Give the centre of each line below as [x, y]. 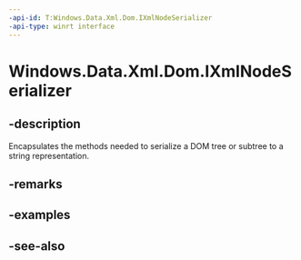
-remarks [35, 184]
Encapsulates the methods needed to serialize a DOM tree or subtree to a [146, 145]
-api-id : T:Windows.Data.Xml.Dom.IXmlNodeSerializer [110, 18]
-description [45, 124]
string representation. [49, 155]
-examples [40, 215]
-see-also [37, 246]
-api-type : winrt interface [62, 26]
